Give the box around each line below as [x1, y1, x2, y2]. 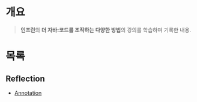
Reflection [5, 73, 46, 84]
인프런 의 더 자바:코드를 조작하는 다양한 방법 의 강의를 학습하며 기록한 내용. [20, 26, 192, 33]
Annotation [14, 89, 42, 96]
